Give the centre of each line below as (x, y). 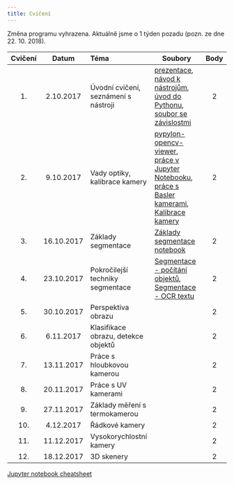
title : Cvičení (29, 14)
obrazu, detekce (117, 336)
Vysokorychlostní (119, 436)
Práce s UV (109, 385)
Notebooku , (173, 177)
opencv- (169, 142)
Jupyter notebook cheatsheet (50, 473)
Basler (165, 195)
